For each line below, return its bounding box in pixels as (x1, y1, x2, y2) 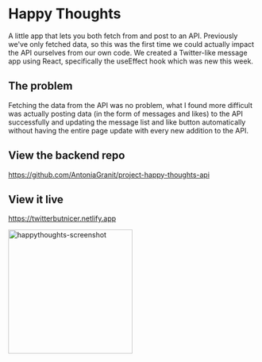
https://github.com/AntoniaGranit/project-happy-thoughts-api (8, 170, 210, 179)
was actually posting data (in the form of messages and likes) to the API (8, 109, 244, 118)
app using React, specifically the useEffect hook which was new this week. (8, 56, 254, 66)
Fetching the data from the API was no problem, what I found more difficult (8, 100, 252, 110)
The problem (8, 79, 73, 93)
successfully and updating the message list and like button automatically (8, 117, 246, 127)
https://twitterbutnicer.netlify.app (8, 214, 117, 223)
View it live (8, 192, 64, 206)
